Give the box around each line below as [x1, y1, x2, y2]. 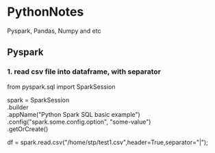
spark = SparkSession [7, 96, 70, 104]
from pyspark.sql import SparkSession [7, 83, 116, 91]
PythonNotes [7, 4, 84, 20]
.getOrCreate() [7, 124, 49, 133]
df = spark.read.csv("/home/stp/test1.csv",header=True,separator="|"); [7, 138, 209, 146]
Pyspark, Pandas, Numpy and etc [7, 27, 101, 35]
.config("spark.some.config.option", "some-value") [7, 117, 151, 126]
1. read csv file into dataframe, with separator [7, 67, 161, 76]
